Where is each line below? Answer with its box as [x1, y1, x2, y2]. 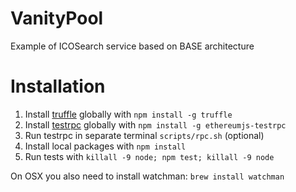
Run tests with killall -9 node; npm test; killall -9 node [24, 150, 275, 162]
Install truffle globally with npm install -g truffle [24, 108, 233, 120]
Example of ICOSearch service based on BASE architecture [10, 40, 255, 52]
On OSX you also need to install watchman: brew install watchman [10, 170, 285, 182]
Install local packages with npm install [24, 140, 187, 152]
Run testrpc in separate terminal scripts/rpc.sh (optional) [24, 129, 265, 141]
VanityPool [10, 7, 104, 30]
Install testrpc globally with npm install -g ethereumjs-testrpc [24, 118, 287, 131]
